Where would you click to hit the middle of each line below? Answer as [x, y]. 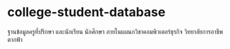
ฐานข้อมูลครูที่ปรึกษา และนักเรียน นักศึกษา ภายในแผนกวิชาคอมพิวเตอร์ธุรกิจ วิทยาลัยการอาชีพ [115, 31]
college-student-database [86, 12]
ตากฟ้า [15, 39]
